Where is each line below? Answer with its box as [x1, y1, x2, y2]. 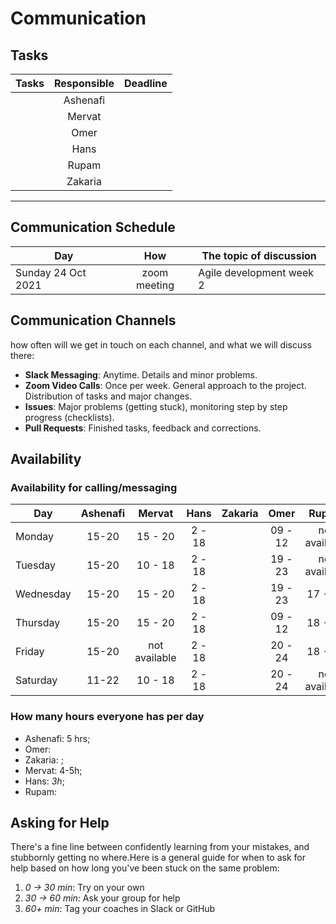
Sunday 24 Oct [15, 265, 87, 279]
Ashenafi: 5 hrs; [24, 732, 91, 744]
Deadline [123, 77, 168, 90]
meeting [135, 278, 175, 292]
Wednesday [15, 587, 72, 601]
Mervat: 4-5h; [24, 764, 83, 776]
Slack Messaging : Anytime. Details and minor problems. [24, 368, 258, 381]
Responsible [54, 77, 115, 90]
